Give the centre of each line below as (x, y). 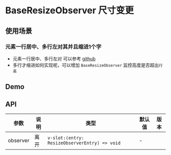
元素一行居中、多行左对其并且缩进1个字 (53, 46)
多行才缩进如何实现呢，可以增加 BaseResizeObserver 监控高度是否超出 (86, 65)
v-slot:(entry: (66, 138)
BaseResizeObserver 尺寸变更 (69, 10)
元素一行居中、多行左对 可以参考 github (54, 59)
